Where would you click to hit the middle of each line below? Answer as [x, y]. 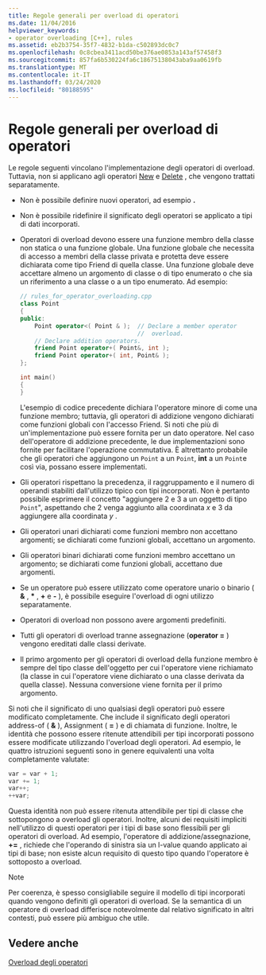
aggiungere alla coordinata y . [68, 516]
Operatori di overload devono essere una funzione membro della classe [137, 240]
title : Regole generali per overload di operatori [94, 16]
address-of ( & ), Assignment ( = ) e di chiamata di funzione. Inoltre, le [123, 725]
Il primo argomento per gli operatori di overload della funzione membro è [139, 659]
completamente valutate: [49, 759]
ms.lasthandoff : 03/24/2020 [55, 82]
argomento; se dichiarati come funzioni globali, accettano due [121, 564]
